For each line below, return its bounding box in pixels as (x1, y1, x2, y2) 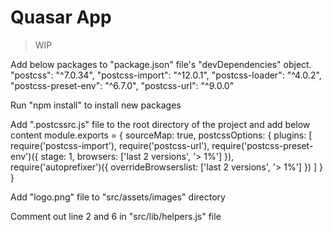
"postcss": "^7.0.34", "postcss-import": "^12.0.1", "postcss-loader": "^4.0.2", (10, 69, 322, 81)
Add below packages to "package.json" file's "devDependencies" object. (10, 58, 312, 70)
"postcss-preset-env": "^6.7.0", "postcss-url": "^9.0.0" (10, 79, 235, 91)
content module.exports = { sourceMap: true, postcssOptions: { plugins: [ (10, 129, 313, 141)
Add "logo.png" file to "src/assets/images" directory (10, 191, 226, 203)
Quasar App (10, 6, 112, 29)
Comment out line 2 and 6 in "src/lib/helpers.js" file (10, 210, 222, 222)
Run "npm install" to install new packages (10, 99, 182, 111)
